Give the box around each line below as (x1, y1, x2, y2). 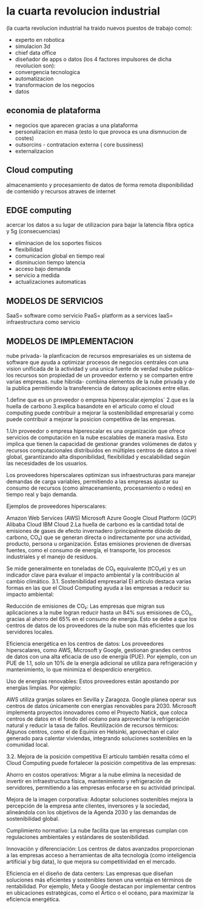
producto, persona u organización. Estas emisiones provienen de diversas (6, 540, 191, 547)
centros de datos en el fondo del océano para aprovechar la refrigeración (6, 715, 190, 722)
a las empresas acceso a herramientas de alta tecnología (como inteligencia (6, 852, 196, 859)
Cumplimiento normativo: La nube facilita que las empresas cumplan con (6, 827, 188, 834)
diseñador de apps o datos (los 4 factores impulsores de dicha (15, 55, 171, 63)
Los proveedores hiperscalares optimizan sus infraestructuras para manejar (6, 472, 196, 478)
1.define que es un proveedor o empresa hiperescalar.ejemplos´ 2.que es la (6, 396, 194, 403)
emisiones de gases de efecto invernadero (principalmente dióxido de (6, 527, 181, 534)
